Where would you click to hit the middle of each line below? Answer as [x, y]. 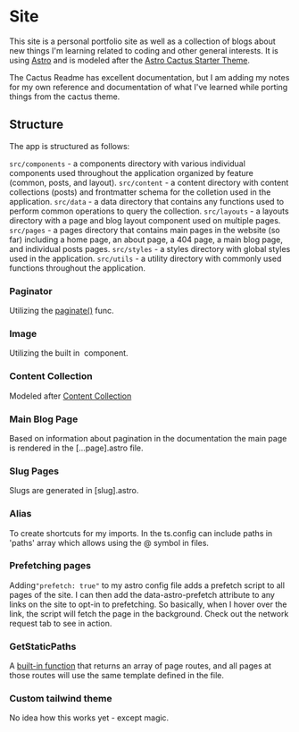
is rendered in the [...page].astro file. [77, 448]
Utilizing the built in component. [69, 353]
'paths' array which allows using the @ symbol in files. [109, 543]
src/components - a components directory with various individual [127, 164]
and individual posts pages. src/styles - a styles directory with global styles [150, 248]
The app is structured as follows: [70, 146]
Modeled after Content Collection [71, 396]
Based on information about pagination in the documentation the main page [148, 438]
